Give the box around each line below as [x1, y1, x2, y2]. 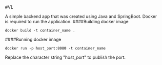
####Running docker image [5, 36, 61, 42]
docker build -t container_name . [5, 28, 76, 33]
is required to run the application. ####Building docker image [5, 19, 129, 24]
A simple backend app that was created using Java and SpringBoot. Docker [5, 14, 157, 19]
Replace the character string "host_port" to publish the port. [5, 54, 126, 60]
